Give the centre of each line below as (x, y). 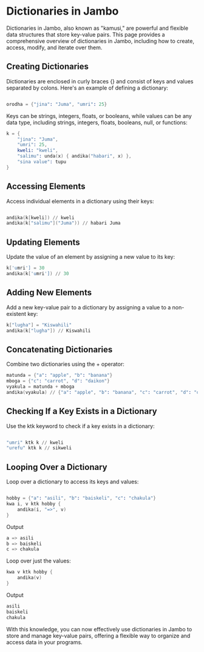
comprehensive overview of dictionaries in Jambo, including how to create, (100, 41)
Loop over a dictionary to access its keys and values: (73, 482)
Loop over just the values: (39, 561)
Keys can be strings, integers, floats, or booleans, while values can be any (99, 116)
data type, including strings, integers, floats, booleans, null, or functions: (97, 122)
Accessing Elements (46, 187)
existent (16, 314)
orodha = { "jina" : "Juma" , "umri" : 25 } (57, 104)
